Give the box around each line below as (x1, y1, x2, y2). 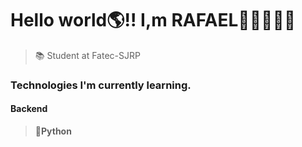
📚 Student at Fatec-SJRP (34, 49, 141, 61)
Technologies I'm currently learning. (10, 78, 192, 92)
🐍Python (34, 125, 72, 137)
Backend (10, 103, 48, 115)
